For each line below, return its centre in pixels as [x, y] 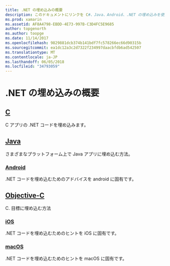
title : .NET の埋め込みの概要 [34, 10]
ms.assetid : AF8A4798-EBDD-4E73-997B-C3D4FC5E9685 [60, 24]
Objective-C [25, 195]
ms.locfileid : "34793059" [32, 66]
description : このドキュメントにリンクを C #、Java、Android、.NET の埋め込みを [83, 15]
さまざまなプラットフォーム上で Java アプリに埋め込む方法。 [69, 154]
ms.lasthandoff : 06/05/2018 [35, 62]
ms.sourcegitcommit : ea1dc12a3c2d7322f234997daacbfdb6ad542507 [73, 48]
